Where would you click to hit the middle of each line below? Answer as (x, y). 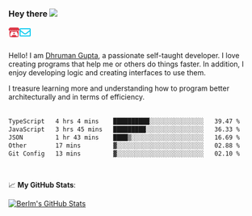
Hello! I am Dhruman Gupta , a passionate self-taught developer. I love (124, 56)
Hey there (28, 14)
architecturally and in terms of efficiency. (77, 97)
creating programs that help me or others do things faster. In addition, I (126, 64)
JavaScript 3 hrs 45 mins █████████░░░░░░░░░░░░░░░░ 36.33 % (124, 129)
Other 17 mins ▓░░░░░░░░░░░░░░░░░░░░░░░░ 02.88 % (124, 146)
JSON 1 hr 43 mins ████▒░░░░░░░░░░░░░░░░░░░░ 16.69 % (124, 138)
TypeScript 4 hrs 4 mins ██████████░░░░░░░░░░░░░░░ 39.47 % (124, 121)
